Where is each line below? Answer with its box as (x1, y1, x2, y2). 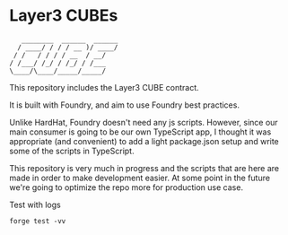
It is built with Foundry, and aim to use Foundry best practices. (9, 100, 240, 110)
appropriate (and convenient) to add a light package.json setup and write (9, 135, 280, 146)
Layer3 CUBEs (9, 5, 118, 26)
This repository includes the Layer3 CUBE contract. (9, 82, 199, 92)
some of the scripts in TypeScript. (9, 145, 135, 156)
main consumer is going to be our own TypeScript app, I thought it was (9, 126, 272, 137)
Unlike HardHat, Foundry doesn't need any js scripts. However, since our (9, 117, 278, 127)
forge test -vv (9, 216, 66, 225)
